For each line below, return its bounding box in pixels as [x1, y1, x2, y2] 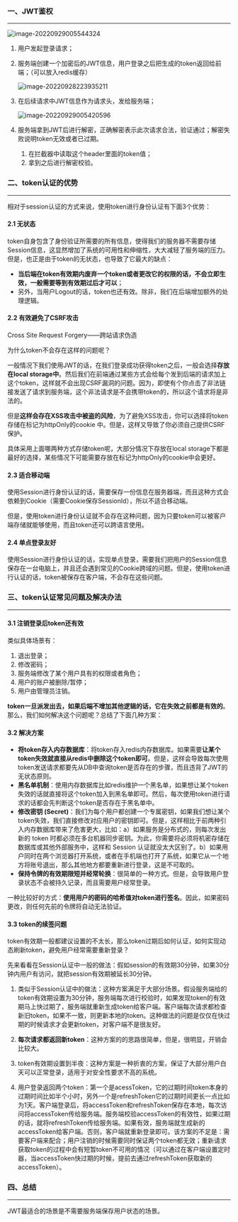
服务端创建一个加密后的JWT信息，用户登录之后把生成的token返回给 [17, 59, 216, 68]
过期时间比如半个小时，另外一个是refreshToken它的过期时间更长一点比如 [17, 1092, 230, 1101]
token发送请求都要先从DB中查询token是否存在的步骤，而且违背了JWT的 [17, 763, 228, 772]
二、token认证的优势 [7, 178, 79, 188]
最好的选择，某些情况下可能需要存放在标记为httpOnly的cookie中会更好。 [7, 453, 220, 462]
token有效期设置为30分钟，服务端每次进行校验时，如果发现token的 [17, 994, 214, 1002]
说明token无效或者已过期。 [23, 135, 103, 143]
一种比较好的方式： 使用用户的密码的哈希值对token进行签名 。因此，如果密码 [7, 894, 229, 902]
